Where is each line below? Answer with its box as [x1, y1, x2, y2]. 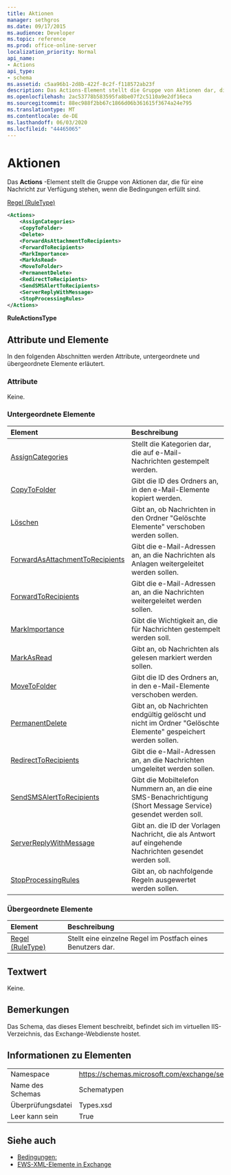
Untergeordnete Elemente [7, 409, 96, 419]
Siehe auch [7, 1134, 56, 1146]
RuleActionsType [7, 314, 57, 323]
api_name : [7, 55, 36, 62]
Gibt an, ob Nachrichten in [131, 504, 216, 514]
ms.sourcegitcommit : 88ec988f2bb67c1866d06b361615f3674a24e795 [7, 100, 192, 107]
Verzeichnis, [7, 1030, 43, 1038]
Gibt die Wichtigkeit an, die [131, 615, 218, 625]
